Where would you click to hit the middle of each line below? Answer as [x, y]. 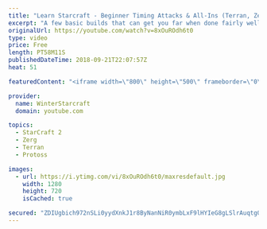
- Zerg [26, 140]
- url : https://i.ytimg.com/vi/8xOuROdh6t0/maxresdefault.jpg [120, 177]
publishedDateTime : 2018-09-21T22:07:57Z [78, 60]
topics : [21, 125]
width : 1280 [42, 184]
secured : [23, 213]
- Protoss [31, 155]
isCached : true [48, 199]
